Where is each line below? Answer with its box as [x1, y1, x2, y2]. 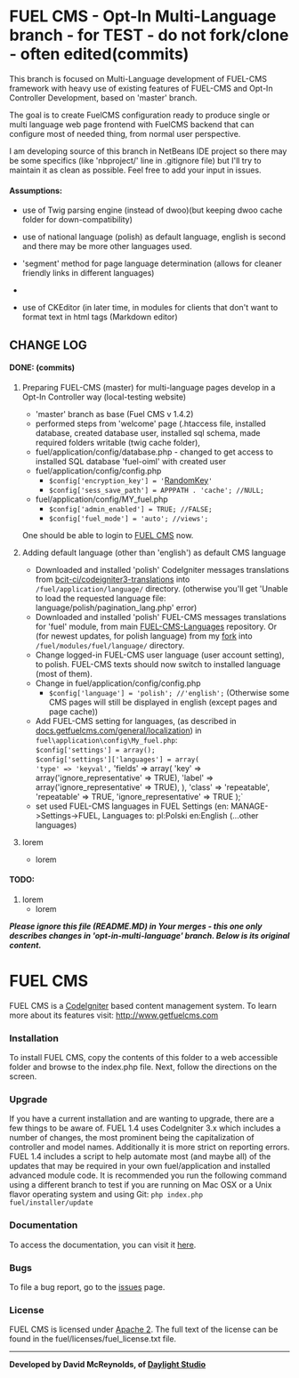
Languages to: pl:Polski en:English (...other [101, 810, 259, 820]
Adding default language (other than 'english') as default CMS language [21, 547, 287, 558]
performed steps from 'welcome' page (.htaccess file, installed [35, 418, 267, 429]
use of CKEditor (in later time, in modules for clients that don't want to [21, 302, 279, 313]
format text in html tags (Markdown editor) [21, 311, 178, 322]
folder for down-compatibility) [21, 214, 133, 225]
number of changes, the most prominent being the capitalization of [9, 1132, 255, 1143]
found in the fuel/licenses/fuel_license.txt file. [9, 1334, 176, 1344]
